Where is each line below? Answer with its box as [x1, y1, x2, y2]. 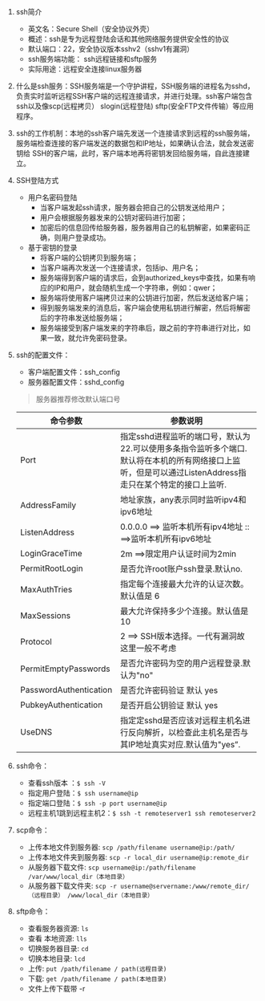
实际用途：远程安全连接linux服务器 [27, 64, 143, 74]
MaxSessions [19, 610, 70, 621]
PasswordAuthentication [19, 685, 113, 695]
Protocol [19, 637, 52, 647]
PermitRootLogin [19, 563, 83, 574]
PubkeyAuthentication [19, 699, 103, 710]
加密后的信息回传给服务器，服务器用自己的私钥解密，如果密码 [39, 223, 244, 232]
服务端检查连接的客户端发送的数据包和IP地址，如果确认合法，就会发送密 [15, 139, 255, 148]
